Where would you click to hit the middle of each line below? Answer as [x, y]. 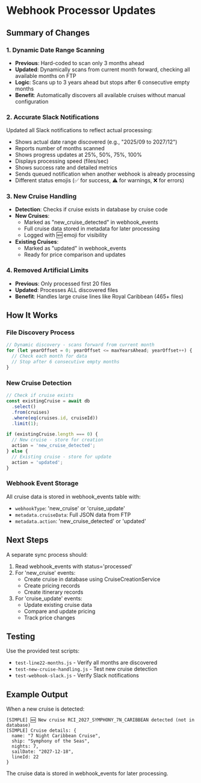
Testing [21, 636]
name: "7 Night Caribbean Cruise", [56, 736]
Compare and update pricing [60, 611]
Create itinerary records [54, 592]
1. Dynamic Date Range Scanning [55, 50]
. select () [24, 407]
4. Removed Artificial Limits [48, 270]
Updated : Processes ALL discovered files [66, 290]
